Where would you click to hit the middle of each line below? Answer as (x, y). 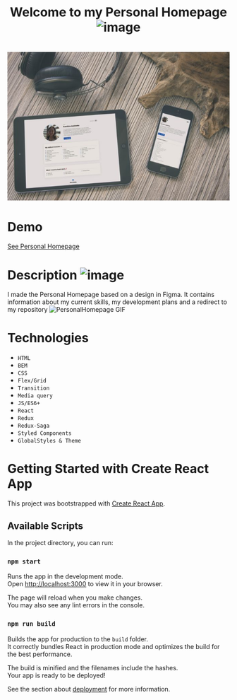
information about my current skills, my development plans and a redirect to (117, 302)
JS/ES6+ (29, 404)
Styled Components (44, 433)
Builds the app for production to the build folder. (78, 639)
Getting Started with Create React (108, 469)
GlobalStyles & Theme (49, 441)
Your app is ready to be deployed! (56, 675)
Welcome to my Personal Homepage (119, 12)
